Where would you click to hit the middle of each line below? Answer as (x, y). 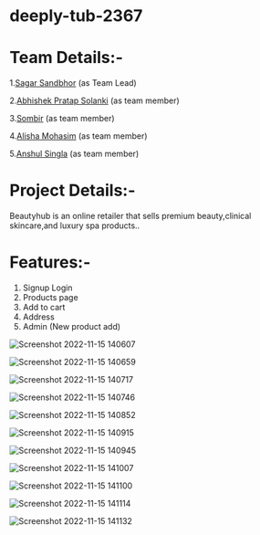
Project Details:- (73, 190)
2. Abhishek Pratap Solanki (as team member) (94, 100)
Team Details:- (66, 58)
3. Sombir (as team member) (62, 119)
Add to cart (44, 307)
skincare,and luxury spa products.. (75, 226)
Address (38, 317)
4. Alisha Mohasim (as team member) (78, 136)
